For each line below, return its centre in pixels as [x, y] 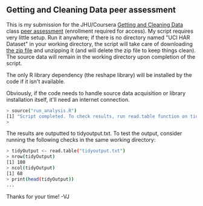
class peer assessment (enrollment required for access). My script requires [100, 31]
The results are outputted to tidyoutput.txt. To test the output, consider [94, 133]
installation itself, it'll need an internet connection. [68, 99]
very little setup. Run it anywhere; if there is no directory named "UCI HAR [98, 37]
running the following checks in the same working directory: [81, 140]
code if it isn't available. [36, 81]
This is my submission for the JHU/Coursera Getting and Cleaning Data [95, 24]
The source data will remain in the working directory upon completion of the [101, 56]
